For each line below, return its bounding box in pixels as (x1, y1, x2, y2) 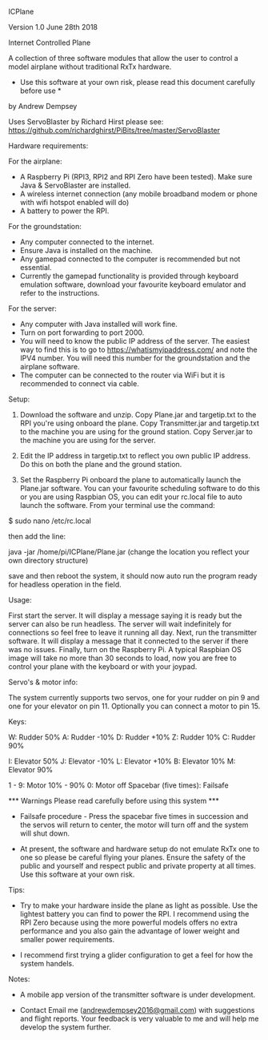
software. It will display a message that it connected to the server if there (8, 636, 249, 646)
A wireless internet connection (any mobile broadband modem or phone (19, 189, 258, 199)
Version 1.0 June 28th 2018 (8, 22, 98, 31)
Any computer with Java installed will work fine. (19, 320, 178, 329)
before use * (19, 86, 62, 95)
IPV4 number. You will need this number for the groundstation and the (19, 353, 250, 363)
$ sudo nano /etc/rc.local (8, 516, 92, 526)
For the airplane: (8, 156, 62, 166)
